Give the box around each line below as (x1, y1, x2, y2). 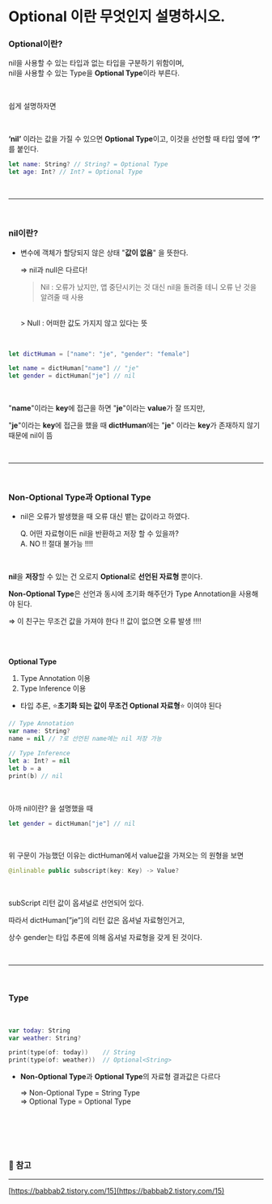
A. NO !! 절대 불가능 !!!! (19, 539, 93, 549)
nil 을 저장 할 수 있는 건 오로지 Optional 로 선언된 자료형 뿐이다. (8, 572, 203, 581)
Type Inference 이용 (19, 683, 87, 693)
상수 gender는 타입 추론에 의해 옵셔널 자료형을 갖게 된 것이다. (8, 933, 202, 942)
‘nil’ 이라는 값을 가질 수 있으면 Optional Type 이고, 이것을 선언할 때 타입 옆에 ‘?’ (8, 134, 261, 144)
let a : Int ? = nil (8, 756, 70, 765)
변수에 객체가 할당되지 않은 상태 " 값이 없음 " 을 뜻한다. (19, 248, 189, 257)
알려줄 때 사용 (40, 292, 84, 302)
